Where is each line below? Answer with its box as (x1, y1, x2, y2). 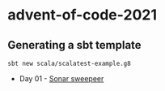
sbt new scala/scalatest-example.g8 (7, 59, 131, 67)
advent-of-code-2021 (7, 6, 158, 24)
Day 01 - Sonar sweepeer (19, 74, 104, 83)
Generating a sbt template (7, 38, 142, 52)
